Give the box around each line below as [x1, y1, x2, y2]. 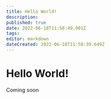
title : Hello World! [6, 8, 58, 15]
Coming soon [6, 86, 39, 93]
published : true [6, 19, 46, 25]
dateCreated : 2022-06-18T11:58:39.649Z [6, 42, 105, 48]
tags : [6, 31, 20, 37]
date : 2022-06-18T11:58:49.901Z [6, 25, 86, 31]
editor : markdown [6, 36, 49, 42]
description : [6, 14, 39, 20]
